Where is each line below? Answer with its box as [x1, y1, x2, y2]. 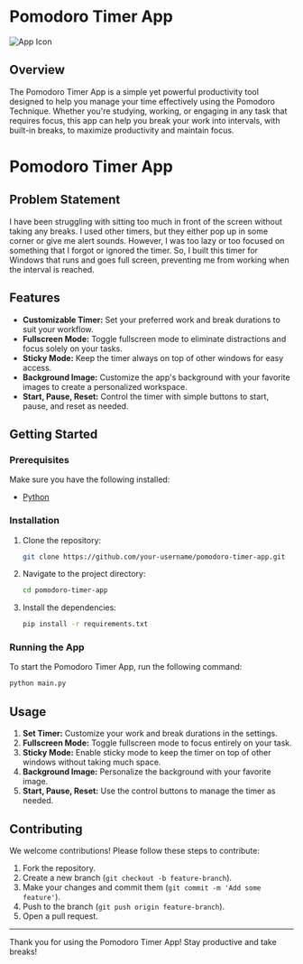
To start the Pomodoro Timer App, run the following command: [9, 662, 243, 672]
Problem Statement [9, 192, 121, 208]
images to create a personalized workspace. [22, 381, 188, 392]
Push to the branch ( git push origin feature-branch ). [22, 901, 225, 912]
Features [9, 291, 60, 306]
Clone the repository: [22, 534, 102, 545]
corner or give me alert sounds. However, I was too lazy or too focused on [9, 235, 285, 246]
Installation [9, 514, 60, 527]
